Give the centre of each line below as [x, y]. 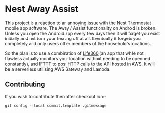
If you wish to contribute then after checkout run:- [56, 96]
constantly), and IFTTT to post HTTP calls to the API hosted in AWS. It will [80, 64]
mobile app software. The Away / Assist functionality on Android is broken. [81, 28]
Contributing [25, 85]
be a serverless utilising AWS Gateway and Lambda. [58, 69]
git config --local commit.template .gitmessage [56, 105]
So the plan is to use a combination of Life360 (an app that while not [74, 53]
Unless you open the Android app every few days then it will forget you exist [82, 33]
